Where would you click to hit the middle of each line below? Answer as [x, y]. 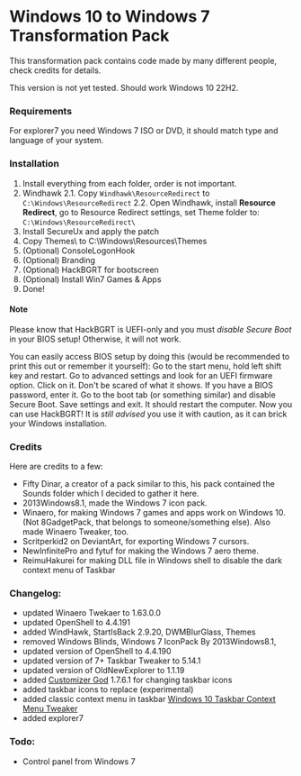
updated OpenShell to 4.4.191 [76, 623]
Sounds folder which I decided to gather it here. [111, 494]
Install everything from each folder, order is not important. [129, 183]
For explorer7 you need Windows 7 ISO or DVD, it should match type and [144, 131]
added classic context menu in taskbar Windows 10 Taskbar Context [149, 699]
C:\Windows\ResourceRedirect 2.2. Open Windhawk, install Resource [149, 202]
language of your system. [57, 141]
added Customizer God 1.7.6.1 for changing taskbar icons [127, 680]
